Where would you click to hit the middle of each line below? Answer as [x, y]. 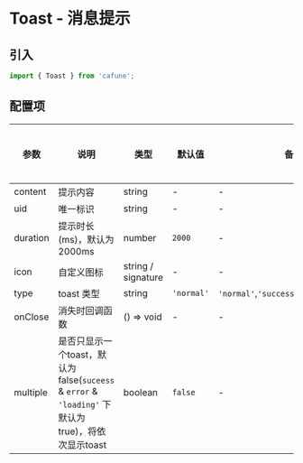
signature [143, 277]
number [140, 237]
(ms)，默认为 [86, 239]
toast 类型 [79, 293]
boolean [141, 392]
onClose [32, 317]
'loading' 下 [85, 404]
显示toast [87, 445]
